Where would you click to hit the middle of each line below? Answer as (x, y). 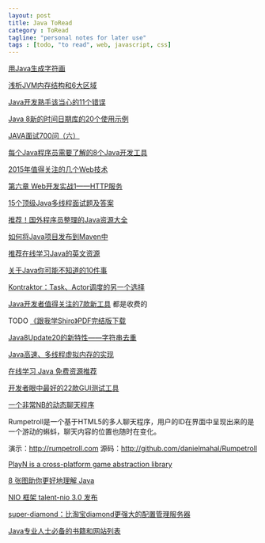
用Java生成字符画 (37, 69)
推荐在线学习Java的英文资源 (54, 253)
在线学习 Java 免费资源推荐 (53, 371)
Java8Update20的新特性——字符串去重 (72, 338)
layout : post (30, 15)
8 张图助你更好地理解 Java (51, 480)
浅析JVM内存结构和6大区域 (53, 85)
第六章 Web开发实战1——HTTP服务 (65, 186)
